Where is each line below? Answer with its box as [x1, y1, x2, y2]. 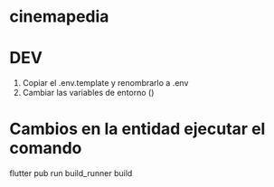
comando [9, 138, 82, 159]
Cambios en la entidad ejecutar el [9, 119, 266, 139]
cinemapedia [9, 6, 109, 27]
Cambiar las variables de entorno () [22, 88, 155, 98]
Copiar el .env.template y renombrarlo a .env [22, 78, 189, 89]
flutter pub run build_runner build [9, 168, 133, 179]
